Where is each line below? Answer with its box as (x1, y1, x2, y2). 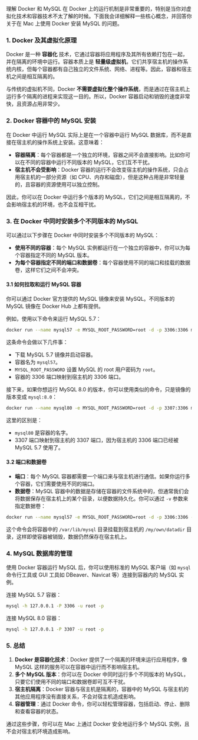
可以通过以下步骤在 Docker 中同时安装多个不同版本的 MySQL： (6, 231, 160, 239)
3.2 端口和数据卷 (6, 458, 47, 466)
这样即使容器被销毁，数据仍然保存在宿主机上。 (16, 533, 130, 540)
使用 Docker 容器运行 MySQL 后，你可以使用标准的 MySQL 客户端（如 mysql (6, 564, 192, 571)
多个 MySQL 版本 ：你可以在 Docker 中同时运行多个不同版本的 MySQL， (14, 671, 189, 678)
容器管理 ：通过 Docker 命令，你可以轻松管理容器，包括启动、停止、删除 (14, 700, 190, 707)
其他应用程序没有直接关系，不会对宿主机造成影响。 (14, 693, 139, 700)
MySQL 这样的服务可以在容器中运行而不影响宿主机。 (14, 664, 143, 671)
